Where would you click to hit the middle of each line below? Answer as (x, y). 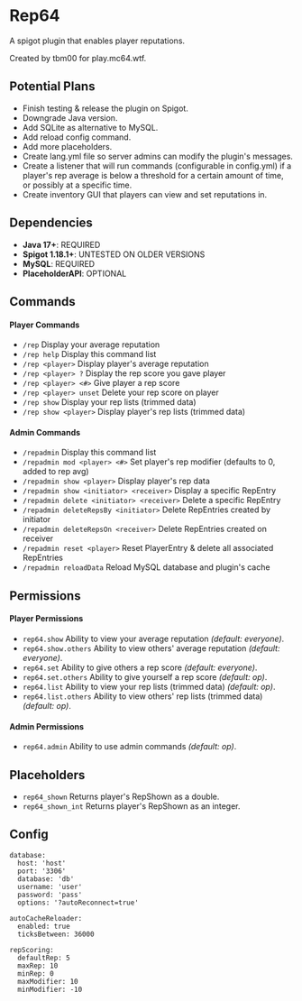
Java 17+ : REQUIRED (61, 244)
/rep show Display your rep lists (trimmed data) (109, 402)
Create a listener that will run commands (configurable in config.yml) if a (157, 165)
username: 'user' (50, 886)
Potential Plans (52, 87)
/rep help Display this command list (89, 354)
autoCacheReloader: (46, 918)
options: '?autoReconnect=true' (78, 903)
